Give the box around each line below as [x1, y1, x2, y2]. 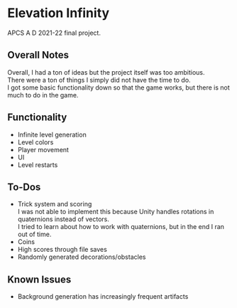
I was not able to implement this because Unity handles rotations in [17, 208, 214, 216]
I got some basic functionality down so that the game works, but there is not [7, 83, 231, 92]
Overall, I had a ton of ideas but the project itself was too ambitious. [7, 68, 205, 76]
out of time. [17, 230, 52, 239]
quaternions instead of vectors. [17, 215, 110, 223]
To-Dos [7, 181, 41, 193]
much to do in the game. [7, 90, 79, 99]
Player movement [17, 145, 70, 154]
